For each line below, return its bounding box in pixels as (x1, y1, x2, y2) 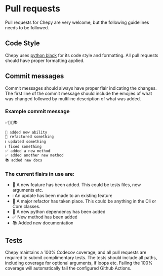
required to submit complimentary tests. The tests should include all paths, (5, 254, 157, 261)
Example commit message (5, 108, 70, 115)
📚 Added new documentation (12, 220, 74, 226)
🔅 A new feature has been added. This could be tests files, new (12, 182, 141, 188)
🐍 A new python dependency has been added (12, 209, 106, 215)
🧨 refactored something (5, 134, 54, 139)
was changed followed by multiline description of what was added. (5, 95, 141, 102)
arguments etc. (12, 187, 43, 193)
